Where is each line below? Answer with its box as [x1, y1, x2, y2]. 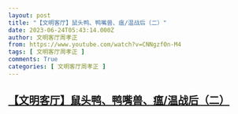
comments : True [8, 56, 58, 64]
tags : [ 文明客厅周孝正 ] [8, 48, 85, 56]
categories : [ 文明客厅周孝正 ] [8, 63, 106, 71]
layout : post [8, 11, 51, 20]
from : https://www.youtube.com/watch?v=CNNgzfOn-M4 [8, 41, 181, 49]
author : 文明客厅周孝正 [8, 33, 78, 42]
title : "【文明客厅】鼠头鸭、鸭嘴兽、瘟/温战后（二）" [8, 19, 167, 27]
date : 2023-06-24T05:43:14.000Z [8, 26, 114, 34]
